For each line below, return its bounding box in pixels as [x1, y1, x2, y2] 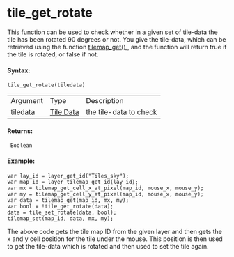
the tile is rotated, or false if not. [7, 50, 99, 59]
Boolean [10, 142, 33, 149]
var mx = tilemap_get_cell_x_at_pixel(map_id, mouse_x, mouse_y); [7, 185, 204, 192]
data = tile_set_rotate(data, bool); [7, 209, 117, 216]
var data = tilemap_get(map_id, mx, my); [7, 196, 130, 203]
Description [86, 96, 124, 106]
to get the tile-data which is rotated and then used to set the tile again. [7, 242, 209, 250]
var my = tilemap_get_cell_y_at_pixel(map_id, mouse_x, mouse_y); [7, 190, 204, 198]
